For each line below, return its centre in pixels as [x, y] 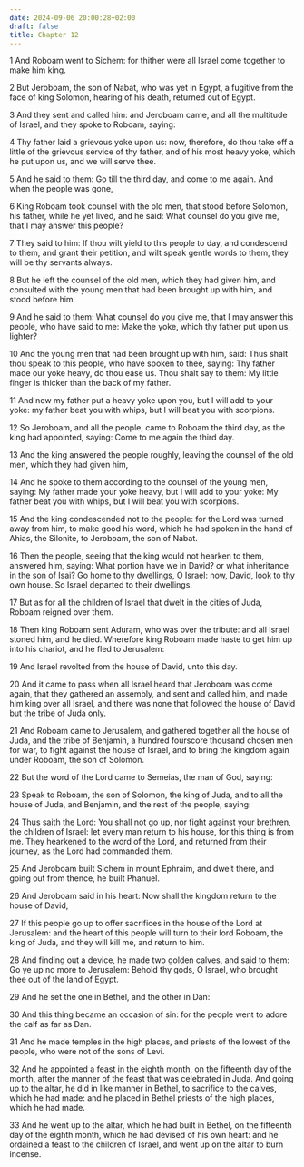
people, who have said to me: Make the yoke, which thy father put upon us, [150, 327]
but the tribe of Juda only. [58, 713]
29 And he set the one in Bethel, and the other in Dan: [110, 997]
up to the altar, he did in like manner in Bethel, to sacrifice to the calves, [143, 1088]
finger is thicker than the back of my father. [90, 383]
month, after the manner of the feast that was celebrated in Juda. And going [152, 1079]
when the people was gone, [61, 189]
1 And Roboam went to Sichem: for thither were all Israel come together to [147, 61]
